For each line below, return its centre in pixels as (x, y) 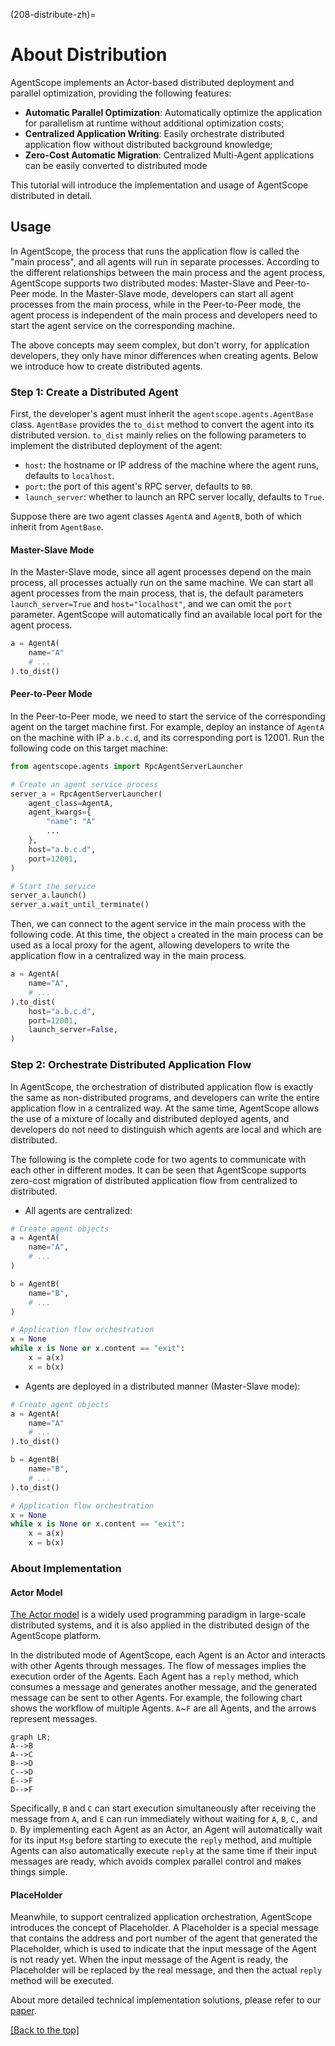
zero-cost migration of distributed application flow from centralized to (154, 1180)
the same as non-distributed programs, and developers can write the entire (165, 1097)
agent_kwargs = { (60, 812)
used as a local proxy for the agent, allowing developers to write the (150, 945)
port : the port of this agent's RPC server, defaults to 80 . (139, 486)
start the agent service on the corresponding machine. (122, 325)
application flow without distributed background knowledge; (148, 144)
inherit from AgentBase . (57, 527)
